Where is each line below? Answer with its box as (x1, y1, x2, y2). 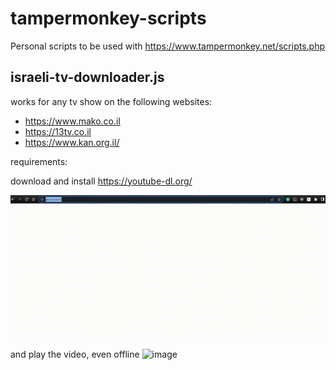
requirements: (10, 155, 68, 167)
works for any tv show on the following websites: (10, 95, 213, 107)
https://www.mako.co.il (24, 115, 121, 127)
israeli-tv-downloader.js (10, 69, 165, 86)
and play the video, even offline (10, 348, 140, 361)
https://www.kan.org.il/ (24, 136, 120, 148)
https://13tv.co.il (24, 125, 92, 137)
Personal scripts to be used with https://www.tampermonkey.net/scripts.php (10, 40, 325, 52)
